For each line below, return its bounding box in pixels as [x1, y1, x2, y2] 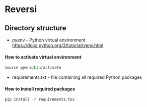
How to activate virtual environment [5, 54, 82, 60]
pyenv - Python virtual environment [12, 37, 86, 43]
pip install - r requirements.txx [5, 97, 75, 102]
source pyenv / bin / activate [5, 65, 61, 70]
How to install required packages [5, 86, 76, 92]
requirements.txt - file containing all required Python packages [12, 74, 142, 80]
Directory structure [5, 24, 66, 32]
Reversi [5, 4, 37, 15]
